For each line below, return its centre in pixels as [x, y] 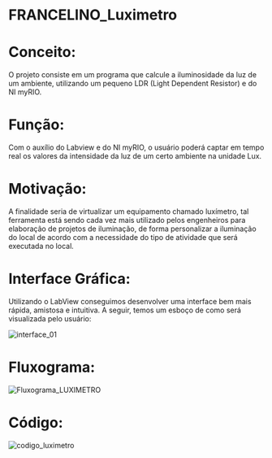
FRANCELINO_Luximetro [93, 15]
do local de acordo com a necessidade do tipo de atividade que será [123, 237]
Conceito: [42, 52]
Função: [37, 125]
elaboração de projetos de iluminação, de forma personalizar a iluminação [133, 229]
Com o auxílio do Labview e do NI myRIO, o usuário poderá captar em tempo [136, 147]
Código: [36, 423]
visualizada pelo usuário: [50, 318]
